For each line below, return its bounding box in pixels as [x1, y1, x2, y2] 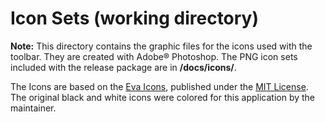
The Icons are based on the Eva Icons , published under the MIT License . [10, 80, 309, 92]
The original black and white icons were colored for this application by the [10, 91, 316, 103]
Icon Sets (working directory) [10, 7, 260, 30]
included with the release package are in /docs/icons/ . [10, 61, 237, 73]
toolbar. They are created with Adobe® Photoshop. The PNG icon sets [10, 50, 298, 62]
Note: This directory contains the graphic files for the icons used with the [10, 40, 313, 52]
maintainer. [10, 102, 57, 114]
